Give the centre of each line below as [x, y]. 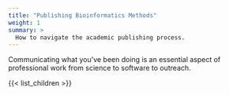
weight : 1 [24, 23]
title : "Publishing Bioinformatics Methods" [83, 15]
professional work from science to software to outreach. [99, 68]
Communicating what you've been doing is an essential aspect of [114, 60]
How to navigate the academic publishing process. [100, 37]
